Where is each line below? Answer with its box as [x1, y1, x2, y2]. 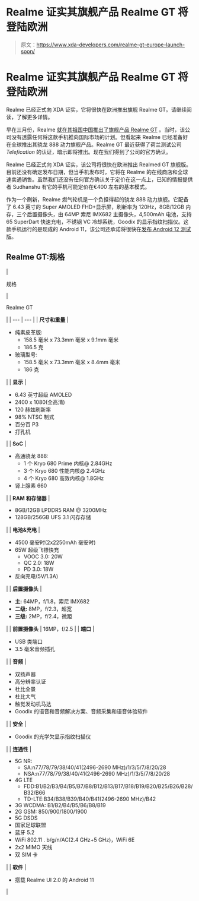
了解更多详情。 [16, 113, 53, 121]
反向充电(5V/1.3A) [14, 573, 58, 580]
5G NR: [14, 757, 33, 764]
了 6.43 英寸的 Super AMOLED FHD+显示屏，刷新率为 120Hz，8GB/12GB [6, 203, 185, 210]
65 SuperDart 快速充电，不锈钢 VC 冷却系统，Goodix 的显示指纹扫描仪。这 [6, 218, 189, 225]
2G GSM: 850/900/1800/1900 [14, 808, 88, 815]
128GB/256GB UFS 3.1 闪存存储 [14, 513, 91, 520]
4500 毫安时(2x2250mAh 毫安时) [14, 539, 96, 546]
